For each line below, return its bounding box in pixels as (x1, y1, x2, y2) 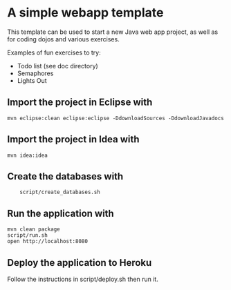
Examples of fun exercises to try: (7, 48, 102, 57)
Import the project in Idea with (7, 133, 140, 146)
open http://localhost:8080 (7, 238, 89, 245)
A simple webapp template (7, 5, 164, 21)
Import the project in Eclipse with (7, 97, 153, 108)
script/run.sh (7, 232, 48, 239)
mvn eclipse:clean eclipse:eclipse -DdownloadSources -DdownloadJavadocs (7, 115, 225, 122)
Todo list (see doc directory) (17, 61, 98, 70)
